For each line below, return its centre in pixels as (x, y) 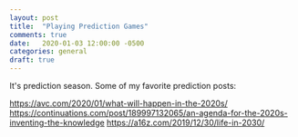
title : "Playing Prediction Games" (79, 26)
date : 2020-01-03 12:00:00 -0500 (77, 43)
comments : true (38, 34)
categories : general (49, 52)
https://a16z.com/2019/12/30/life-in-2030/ (185, 122)
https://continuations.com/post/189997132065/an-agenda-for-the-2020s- (149, 113)
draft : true (32, 60)
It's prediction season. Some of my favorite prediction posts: (123, 86)
